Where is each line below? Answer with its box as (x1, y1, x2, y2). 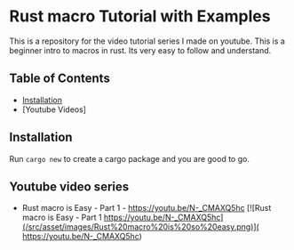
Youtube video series (9, 179, 130, 194)
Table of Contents (9, 71, 111, 86)
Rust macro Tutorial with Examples (9, 6, 271, 27)
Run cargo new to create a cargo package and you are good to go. (9, 153, 250, 164)
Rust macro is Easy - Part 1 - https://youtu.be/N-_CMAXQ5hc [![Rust (21, 203, 272, 214)
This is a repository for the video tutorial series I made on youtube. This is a (9, 36, 286, 46)
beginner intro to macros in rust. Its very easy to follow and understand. (9, 44, 272, 55)
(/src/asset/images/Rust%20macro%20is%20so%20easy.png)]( (21, 222, 259, 232)
